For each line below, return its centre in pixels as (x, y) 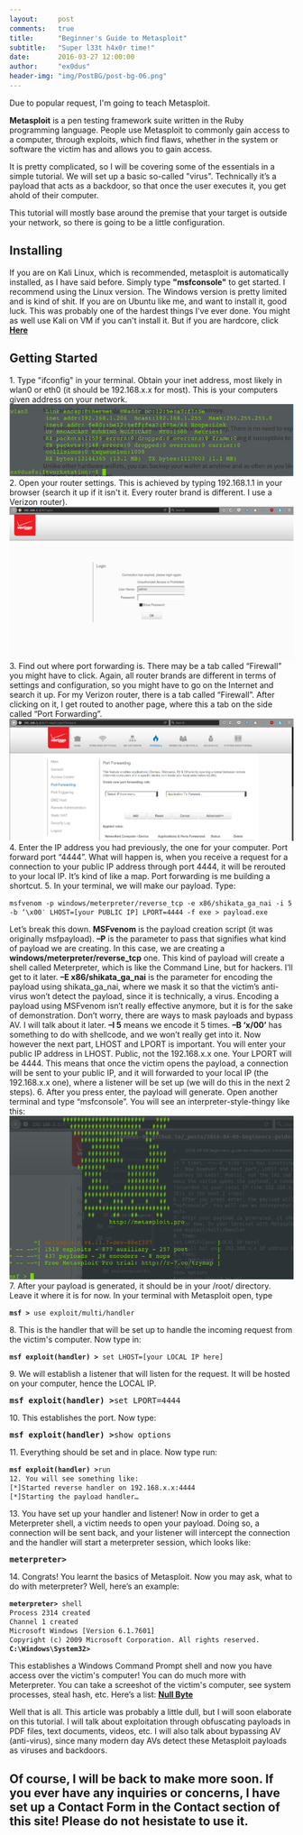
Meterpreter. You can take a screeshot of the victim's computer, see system (150, 1685)
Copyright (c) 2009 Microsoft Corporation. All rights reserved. (134, 1640)
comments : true (42, 28)
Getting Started (54, 358)
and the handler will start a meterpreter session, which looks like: (130, 1543)
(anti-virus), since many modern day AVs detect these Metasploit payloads (148, 1741)
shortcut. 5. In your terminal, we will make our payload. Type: (123, 886)
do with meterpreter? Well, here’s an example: (94, 1586)
